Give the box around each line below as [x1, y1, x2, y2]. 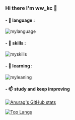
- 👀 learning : [5, 63, 33, 69]
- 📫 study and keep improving [5, 86, 70, 92]
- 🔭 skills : [5, 40, 26, 46]
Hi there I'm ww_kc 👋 [5, 5, 57, 12]
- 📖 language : [5, 17, 35, 23]
